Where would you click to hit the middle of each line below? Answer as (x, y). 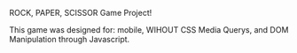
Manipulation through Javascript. (70, 39)
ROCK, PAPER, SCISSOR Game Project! (81, 13)
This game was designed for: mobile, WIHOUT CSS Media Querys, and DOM (149, 30)
